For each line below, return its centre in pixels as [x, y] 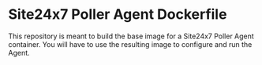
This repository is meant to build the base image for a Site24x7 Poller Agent [131, 36]
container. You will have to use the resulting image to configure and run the [130, 44]
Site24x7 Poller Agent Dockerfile [118, 14]
